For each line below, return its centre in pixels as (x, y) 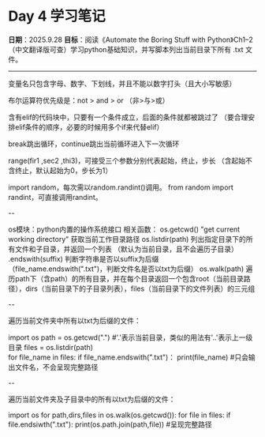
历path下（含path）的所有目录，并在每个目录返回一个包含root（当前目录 (126, 278)
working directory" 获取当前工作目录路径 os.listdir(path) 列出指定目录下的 (127, 239)
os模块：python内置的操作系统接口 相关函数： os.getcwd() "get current (124, 229)
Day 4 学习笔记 (57, 16)
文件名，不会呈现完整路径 (56, 367)
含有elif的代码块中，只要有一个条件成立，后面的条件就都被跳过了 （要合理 (128, 117)
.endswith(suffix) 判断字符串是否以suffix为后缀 (84, 258)
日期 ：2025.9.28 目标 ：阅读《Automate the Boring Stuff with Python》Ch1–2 (131, 40)
